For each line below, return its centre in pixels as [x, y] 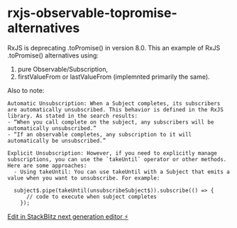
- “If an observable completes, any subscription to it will [100, 134]
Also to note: [26, 90]
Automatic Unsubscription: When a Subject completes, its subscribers [114, 103]
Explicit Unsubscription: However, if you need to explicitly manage [112, 153]
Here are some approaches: [47, 165]
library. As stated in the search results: [73, 116]
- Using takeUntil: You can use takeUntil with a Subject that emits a [122, 172]
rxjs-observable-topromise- [92, 13]
